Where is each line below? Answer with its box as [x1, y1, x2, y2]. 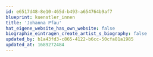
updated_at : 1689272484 [5, 42, 65, 48]
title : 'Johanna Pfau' [5, 20, 62, 26]
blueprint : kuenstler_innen [5, 14, 76, 20]
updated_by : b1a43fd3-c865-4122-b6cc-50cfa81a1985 [5, 36, 134, 42]
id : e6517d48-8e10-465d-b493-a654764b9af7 [5, 8, 113, 15]
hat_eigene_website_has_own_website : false [5, 25, 115, 31]
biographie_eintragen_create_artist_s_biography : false [5, 31, 147, 37]
